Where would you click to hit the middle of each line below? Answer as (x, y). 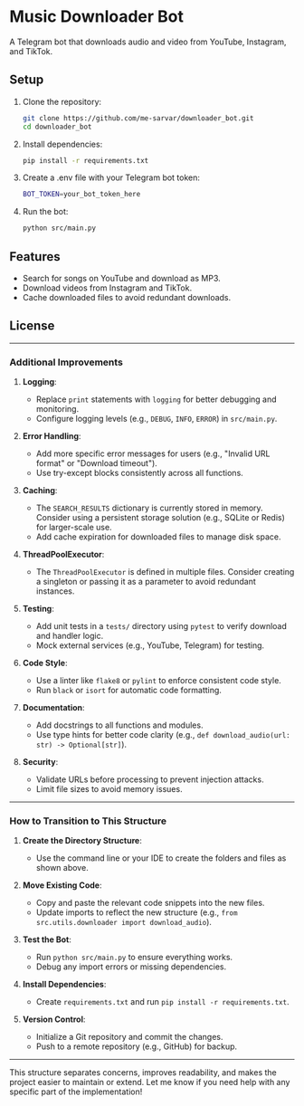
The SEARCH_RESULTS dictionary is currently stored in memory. (150, 508)
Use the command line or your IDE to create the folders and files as (161, 858)
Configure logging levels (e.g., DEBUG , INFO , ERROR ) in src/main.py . (157, 419)
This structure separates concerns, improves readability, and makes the (143, 1073)
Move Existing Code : (62, 885)
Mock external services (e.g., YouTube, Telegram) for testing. (150, 645)
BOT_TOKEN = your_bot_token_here (81, 195)
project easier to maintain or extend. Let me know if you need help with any (150, 1082)
